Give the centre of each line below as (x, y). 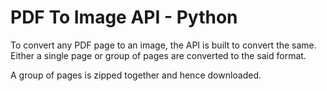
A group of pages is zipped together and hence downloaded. (136, 75)
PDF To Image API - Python (124, 17)
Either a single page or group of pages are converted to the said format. (158, 55)
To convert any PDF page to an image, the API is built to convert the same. (163, 45)
